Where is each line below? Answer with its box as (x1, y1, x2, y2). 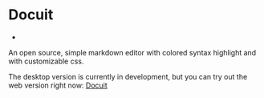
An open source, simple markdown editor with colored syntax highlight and (8, 47, 257, 57)
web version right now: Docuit (8, 80, 108, 90)
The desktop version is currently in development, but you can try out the (8, 71, 248, 81)
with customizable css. (8, 56, 84, 66)
